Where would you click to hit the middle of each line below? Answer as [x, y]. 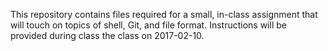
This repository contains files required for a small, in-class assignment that [164, 14]
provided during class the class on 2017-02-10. [107, 35]
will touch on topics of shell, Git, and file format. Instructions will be [148, 25]
